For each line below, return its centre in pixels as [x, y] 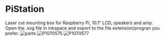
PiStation [25, 9]
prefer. [12, 33]
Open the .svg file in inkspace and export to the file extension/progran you [82, 28]
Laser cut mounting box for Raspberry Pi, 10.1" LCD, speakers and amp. [79, 23]
